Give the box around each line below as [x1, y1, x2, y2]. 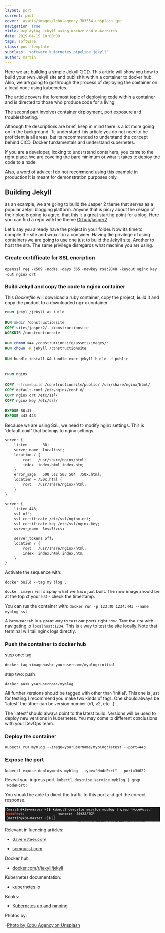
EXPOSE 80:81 [5, 408, 32, 413]
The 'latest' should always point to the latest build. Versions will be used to [5, 710, 156, 716]
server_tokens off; [14, 536, 54, 541]
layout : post [5, 8, 32, 13]
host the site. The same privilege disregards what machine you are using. [5, 242, 154, 248]
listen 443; [14, 507, 38, 512]
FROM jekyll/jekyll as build [5, 310, 65, 314]
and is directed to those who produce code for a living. [5, 99, 116, 105]
